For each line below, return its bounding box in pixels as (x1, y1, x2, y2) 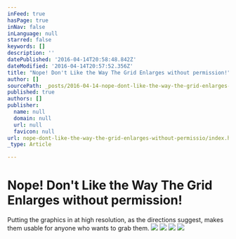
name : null (13, 108, 46, 115)
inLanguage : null (7, 30, 58, 37)
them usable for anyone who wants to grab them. (7, 224, 150, 233)
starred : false (7, 37, 52, 44)
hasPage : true (7, 17, 49, 24)
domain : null (13, 115, 52, 122)
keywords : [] (7, 43, 46, 50)
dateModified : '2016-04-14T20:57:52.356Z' (7, 63, 133, 70)
